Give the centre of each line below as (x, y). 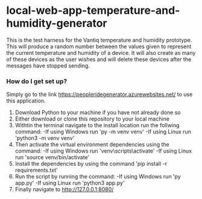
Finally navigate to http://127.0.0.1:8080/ (64, 189)
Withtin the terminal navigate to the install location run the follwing (97, 125)
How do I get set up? (37, 81)
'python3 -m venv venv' (45, 138)
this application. (26, 101)
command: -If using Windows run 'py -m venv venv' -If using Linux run (103, 132)
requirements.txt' (36, 170)
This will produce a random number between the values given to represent (99, 46)
